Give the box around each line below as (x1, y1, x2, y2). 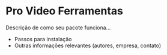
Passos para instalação (14, 35, 72, 42)
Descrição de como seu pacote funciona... (5, 24, 111, 31)
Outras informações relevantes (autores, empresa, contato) (14, 42, 162, 49)
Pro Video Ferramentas (5, 4, 124, 18)
